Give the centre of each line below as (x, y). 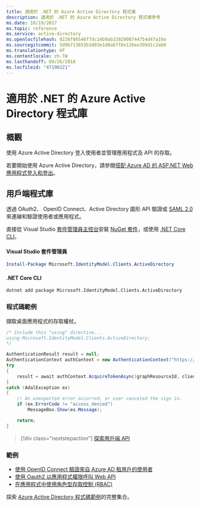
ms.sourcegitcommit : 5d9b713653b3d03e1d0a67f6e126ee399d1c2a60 (86, 45)
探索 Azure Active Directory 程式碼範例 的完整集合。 (69, 496)
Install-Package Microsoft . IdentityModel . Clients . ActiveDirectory (90, 264)
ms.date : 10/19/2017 (32, 23)
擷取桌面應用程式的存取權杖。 (43, 321)
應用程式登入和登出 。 (32, 173)
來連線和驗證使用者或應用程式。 (45, 217)
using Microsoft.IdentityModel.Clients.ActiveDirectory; (78, 338)
